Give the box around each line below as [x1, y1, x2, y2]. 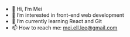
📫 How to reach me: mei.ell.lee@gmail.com [11, 24, 118, 31]
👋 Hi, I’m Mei [11, 6, 43, 12]
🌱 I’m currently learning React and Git [11, 18, 102, 24]
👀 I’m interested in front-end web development [11, 12, 125, 18]
